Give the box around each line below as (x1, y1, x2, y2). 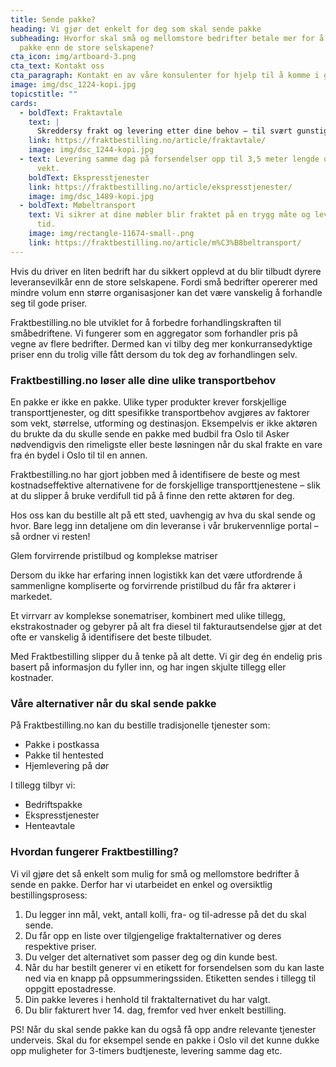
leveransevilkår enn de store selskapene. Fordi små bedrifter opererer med (10, 276, 318, 288)
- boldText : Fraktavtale (19, 107, 123, 118)
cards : (10, 98, 38, 108)
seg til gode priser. (10, 297, 88, 309)
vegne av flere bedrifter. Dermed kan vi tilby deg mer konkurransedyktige (10, 337, 313, 350)
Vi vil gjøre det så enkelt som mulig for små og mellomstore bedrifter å (10, 867, 300, 880)
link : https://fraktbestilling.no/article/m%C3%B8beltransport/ (28, 237, 302, 248)
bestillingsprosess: (10, 889, 88, 901)
